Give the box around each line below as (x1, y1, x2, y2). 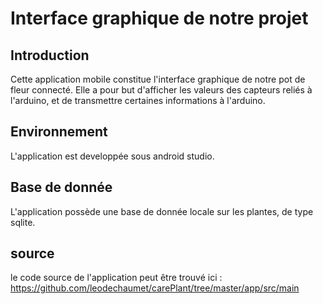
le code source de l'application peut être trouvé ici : (10, 272, 223, 284)
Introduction (10, 47, 90, 64)
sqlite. (10, 216, 36, 228)
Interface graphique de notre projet (10, 7, 309, 30)
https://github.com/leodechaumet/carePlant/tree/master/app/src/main (10, 282, 300, 294)
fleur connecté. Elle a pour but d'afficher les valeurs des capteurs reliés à (10, 84, 313, 96)
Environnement (10, 123, 108, 141)
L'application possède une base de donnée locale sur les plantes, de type (10, 205, 314, 217)
